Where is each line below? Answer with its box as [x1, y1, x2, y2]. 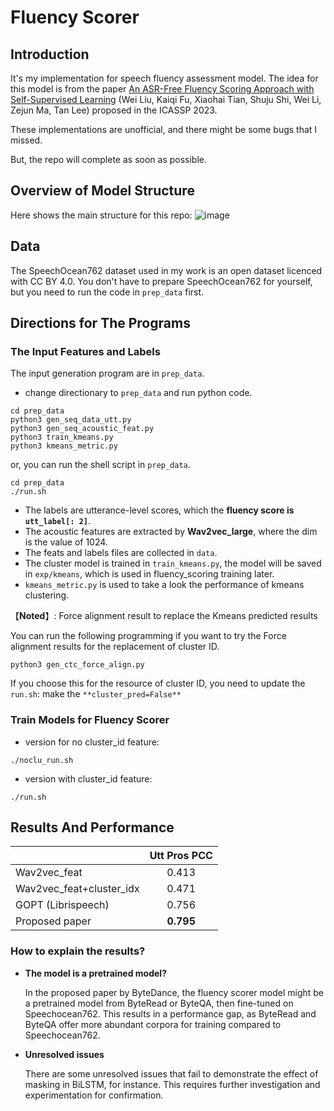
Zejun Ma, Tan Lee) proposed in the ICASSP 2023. [10, 104, 218, 116]
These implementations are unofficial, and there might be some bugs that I [10, 124, 318, 135]
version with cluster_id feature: [24, 772, 153, 785]
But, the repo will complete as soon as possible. [10, 154, 208, 165]
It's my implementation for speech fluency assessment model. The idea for [10, 72, 319, 84]
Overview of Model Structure [10, 182, 195, 200]
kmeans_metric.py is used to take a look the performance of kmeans [24, 579, 305, 591]
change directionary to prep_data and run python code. [24, 387, 253, 399]
